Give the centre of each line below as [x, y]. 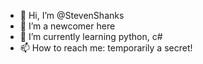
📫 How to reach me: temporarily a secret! [106, 48]
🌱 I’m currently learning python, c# [91, 36]
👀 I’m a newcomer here [67, 26]
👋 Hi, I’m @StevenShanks [72, 15]
